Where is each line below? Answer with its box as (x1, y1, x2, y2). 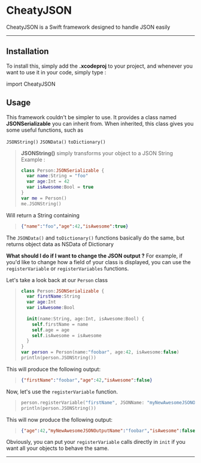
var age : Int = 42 (26, 178, 70, 184)
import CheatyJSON (6, 80, 56, 87)
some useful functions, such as (6, 126, 84, 134)
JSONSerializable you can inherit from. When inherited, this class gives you (6, 120, 194, 127)
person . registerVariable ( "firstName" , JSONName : (20, 400, 145, 405)
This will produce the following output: (6, 365, 100, 373)
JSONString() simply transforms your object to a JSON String (20, 149, 173, 156)
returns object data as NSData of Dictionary (6, 240, 114, 247)
